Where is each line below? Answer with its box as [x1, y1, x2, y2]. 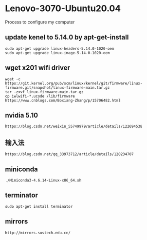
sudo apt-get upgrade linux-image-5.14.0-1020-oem [5, 50, 110, 55]
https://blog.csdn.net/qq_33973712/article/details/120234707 [5, 152, 134, 157]
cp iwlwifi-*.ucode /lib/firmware [5, 94, 75, 99]
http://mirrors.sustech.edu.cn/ [5, 230, 71, 235]
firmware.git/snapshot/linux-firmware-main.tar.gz [5, 85, 110, 90]
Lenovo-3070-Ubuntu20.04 [5, 3, 121, 14]
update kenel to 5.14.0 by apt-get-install [5, 33, 129, 41]
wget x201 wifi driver [5, 64, 71, 72]
